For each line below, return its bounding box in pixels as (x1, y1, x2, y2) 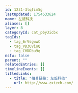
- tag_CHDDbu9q (9, 48, 41, 53)
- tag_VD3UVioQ (9, 44, 41, 49)
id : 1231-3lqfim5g (5, 7, 43, 12)
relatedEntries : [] (5, 62, 45, 67)
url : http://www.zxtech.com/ (14, 80, 74, 85)
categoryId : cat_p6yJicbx (5, 30, 58, 35)
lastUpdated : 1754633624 (5, 12, 56, 17)
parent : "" (5, 58, 27, 62)
